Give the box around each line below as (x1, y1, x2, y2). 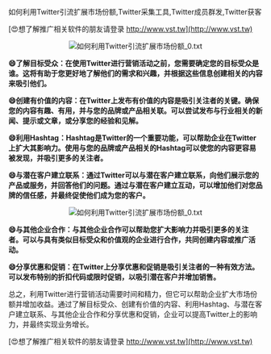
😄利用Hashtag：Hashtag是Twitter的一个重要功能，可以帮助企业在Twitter (8, 133, 256, 143)
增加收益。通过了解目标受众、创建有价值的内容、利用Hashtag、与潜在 (22, 299, 256, 309)
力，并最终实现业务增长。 (8, 319, 94, 329)
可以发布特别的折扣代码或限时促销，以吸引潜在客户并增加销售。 (8, 273, 220, 281)
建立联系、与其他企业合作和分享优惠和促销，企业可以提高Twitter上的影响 (15, 310, 258, 319)
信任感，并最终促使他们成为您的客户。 (22, 190, 150, 200)
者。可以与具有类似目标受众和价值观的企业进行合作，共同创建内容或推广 (8, 235, 248, 244)
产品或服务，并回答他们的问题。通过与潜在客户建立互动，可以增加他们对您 (8, 181, 256, 189)
